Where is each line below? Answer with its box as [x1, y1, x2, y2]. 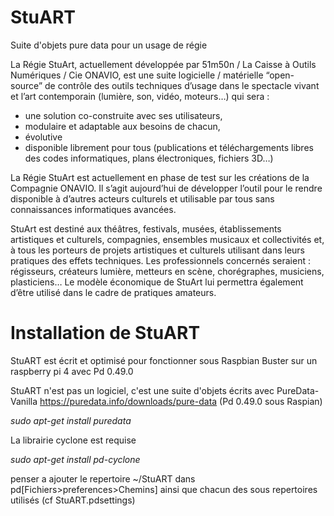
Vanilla [10, 395, 38, 407]
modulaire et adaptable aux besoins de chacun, [24, 120, 221, 132]
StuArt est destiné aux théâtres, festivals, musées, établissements [10, 222, 282, 235]
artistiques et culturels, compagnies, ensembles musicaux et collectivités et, [10, 233, 325, 245]
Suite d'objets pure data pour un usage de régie [10, 39, 208, 51]
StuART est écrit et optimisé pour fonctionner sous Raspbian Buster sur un [10, 354, 318, 366]
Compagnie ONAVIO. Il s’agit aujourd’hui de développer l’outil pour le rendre [10, 182, 323, 194]
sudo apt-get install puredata [10, 414, 132, 426]
